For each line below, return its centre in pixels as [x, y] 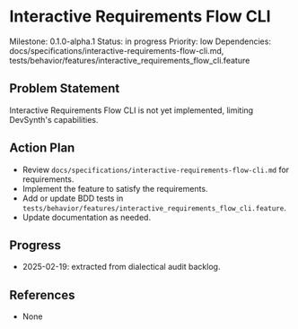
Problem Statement [65, 88]
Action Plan [42, 148]
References [42, 294]
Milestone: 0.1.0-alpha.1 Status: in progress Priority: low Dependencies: [140, 41]
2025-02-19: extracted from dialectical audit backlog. [121, 267]
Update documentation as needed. [86, 217]
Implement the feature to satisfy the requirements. [115, 188]
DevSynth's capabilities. [54, 119]
